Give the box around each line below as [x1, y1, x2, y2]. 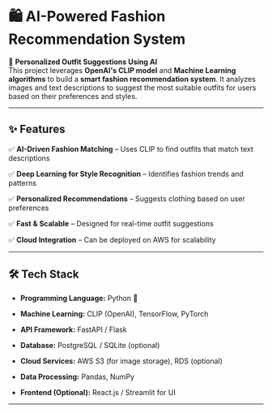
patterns [8, 178, 36, 187]
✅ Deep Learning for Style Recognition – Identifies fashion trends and [8, 169, 244, 179]
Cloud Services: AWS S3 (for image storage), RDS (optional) [19, 355, 223, 366]
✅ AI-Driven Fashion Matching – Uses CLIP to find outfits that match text [8, 144, 253, 153]
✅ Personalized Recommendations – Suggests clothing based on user [8, 193, 245, 204]
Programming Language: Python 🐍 [19, 293, 138, 303]
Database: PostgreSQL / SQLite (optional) [19, 340, 160, 350]
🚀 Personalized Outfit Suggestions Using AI [8, 57, 158, 67]
